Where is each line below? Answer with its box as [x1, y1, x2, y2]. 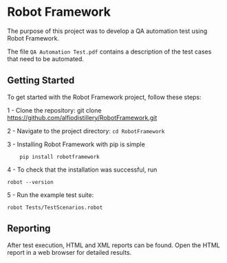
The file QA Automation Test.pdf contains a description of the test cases [7, 47, 212, 56]
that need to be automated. [7, 54, 85, 62]
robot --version [7, 179, 54, 185]
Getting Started [7, 75, 75, 87]
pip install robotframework [19, 153, 100, 160]
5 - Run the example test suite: [7, 190, 94, 199]
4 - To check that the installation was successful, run [7, 165, 158, 174]
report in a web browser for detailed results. [7, 248, 132, 256]
